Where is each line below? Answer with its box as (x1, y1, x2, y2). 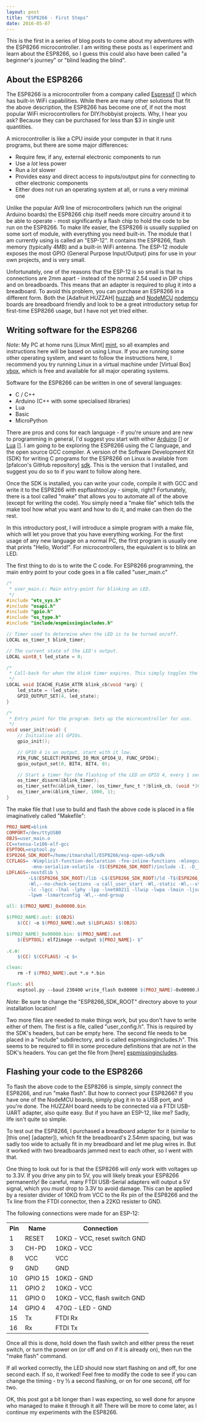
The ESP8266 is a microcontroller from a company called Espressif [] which (6, 91, 197, 98)
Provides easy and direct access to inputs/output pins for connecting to (15, 173, 196, 181)
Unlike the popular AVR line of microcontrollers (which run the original (6, 204, 182, 212)
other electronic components (15, 179, 88, 187)
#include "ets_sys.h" (6, 597, 62, 604)
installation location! (6, 1005, 57, 1012)
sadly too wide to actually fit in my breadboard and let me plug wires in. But (6, 1140, 196, 1148)
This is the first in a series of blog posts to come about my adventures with (6, 37, 194, 45)
